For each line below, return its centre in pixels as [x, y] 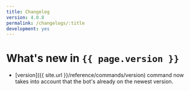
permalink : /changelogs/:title [46, 23]
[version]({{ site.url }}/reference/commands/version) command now [99, 75]
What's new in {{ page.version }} [93, 58]
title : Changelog [28, 12]
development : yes [28, 29]
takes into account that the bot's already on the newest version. [94, 81]
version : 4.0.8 [25, 17]
